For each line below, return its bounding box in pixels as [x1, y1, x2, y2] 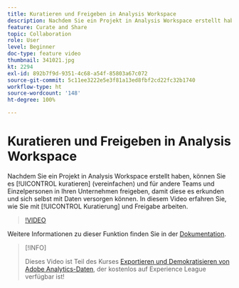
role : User [7, 37, 40, 44]
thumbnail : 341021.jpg [7, 57, 75, 64]
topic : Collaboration [7, 30, 72, 38]
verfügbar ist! [24, 272, 65, 281]
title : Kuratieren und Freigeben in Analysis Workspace [7, 10, 176, 18]
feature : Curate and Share [7, 23, 87, 31]
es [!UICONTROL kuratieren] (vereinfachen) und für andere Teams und [7, 179, 215, 188]
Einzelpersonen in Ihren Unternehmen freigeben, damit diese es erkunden [7, 186, 224, 196]
